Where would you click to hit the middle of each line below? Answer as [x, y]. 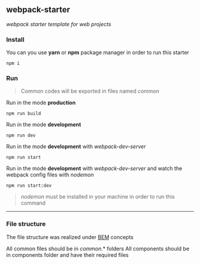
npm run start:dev [29, 186]
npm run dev [21, 136]
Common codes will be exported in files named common [90, 91]
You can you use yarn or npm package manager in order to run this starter [98, 52]
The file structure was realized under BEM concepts [70, 237]
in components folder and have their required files [68, 254]
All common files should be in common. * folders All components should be [98, 249]
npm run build [24, 114]
